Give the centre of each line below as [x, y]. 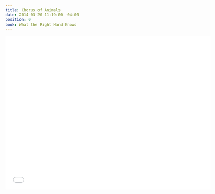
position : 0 [18, 19]
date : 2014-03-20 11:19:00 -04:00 [42, 15]
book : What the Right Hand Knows [41, 24]
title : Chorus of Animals [33, 10]
